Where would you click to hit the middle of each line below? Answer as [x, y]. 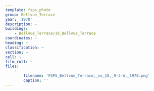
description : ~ [21, 24]
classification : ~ [24, 48]
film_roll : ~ [19, 62]
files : [12, 66]
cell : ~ [13, 57]
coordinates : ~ [21, 38]
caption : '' [36, 80]
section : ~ [17, 52]
